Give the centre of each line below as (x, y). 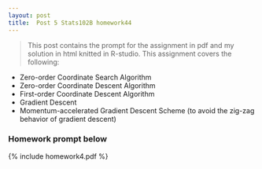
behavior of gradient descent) (68, 119)
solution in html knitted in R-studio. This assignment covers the (129, 53)
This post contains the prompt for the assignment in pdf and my (131, 45)
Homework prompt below (58, 139)
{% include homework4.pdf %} (58, 156)
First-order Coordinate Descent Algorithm (87, 94)
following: (43, 62)
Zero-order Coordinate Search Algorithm (85, 77)
